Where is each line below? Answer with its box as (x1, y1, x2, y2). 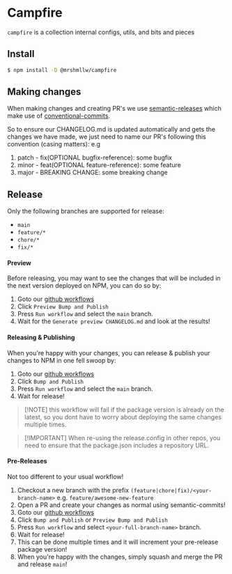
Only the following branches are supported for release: (7, 207, 165, 215)
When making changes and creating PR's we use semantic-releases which (7, 104, 222, 113)
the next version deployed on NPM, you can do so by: (7, 281, 162, 290)
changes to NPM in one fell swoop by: (7, 356, 116, 364)
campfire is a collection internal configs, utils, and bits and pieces (7, 28, 195, 36)
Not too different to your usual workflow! (7, 472, 124, 481)
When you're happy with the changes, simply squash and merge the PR (17, 552, 223, 561)
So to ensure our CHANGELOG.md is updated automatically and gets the (7, 125, 216, 134)
